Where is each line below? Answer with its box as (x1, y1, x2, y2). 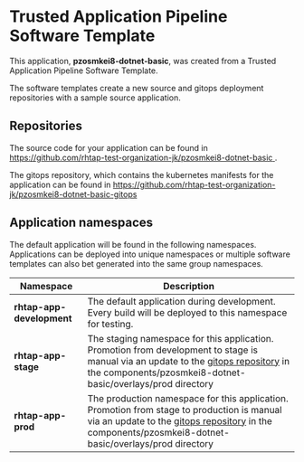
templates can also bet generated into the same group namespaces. (9, 258, 264, 269)
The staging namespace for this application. (87, 332, 274, 344)
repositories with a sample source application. (9, 92, 181, 103)
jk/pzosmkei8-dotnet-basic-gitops (9, 188, 138, 200)
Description (162, 279, 215, 292)
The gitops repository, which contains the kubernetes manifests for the (9, 169, 274, 180)
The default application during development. (87, 295, 276, 307)
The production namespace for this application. (87, 391, 290, 404)
